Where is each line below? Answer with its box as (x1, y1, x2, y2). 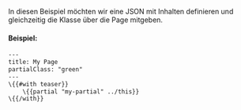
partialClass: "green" (8, 65, 83, 74)
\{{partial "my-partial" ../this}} (22, 87, 140, 96)
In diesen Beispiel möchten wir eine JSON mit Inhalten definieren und (8, 7, 234, 16)
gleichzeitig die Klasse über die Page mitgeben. (8, 15, 164, 25)
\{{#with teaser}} (8, 80, 69, 88)
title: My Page (8, 59, 58, 66)
